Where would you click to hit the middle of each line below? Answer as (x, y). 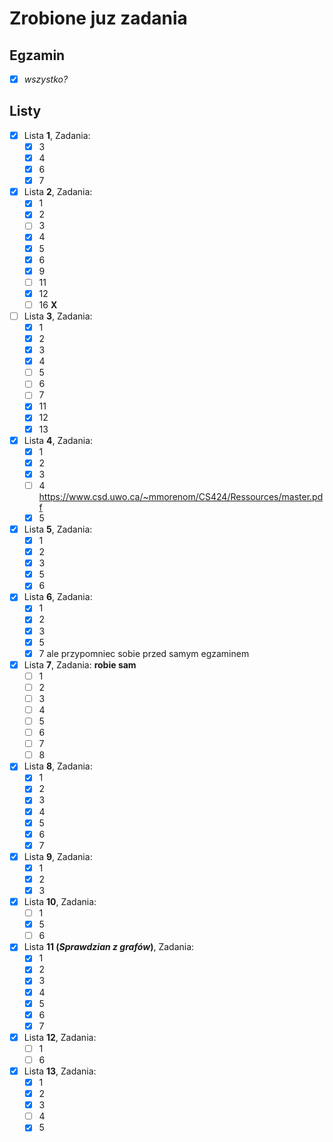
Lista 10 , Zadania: (60, 901)
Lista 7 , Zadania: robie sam (80, 664)
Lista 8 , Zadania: (58, 766)
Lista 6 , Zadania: (58, 597)
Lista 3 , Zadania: (58, 316)
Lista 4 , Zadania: (58, 440)
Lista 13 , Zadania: (60, 1071)
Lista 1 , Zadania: (57, 135)
